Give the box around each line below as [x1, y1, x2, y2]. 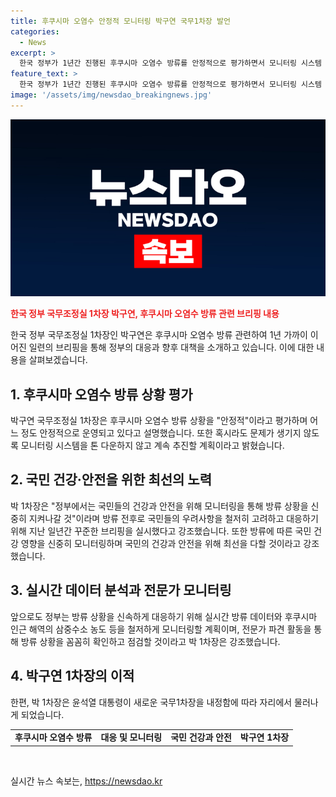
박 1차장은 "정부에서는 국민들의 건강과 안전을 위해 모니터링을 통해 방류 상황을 [10, 500, 309, 512]
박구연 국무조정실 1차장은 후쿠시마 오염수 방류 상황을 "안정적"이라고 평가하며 [10, 415, 308, 427]
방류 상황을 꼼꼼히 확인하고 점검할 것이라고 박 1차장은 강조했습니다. [20, 635, 281, 647]
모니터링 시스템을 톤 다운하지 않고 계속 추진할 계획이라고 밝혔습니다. [20, 440, 285, 452]
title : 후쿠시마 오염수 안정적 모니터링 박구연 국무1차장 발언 [10, 16, 231, 26]
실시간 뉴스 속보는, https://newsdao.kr [10, 775, 163, 787]
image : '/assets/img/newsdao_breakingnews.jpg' [10, 90, 213, 100]
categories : [10, 26, 60, 37]
